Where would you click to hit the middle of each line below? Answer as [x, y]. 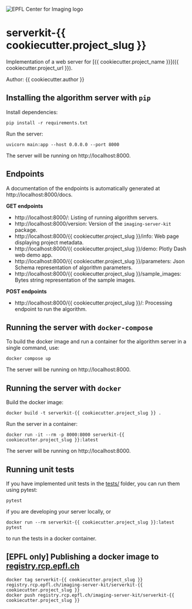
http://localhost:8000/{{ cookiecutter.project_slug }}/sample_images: [98, 273]
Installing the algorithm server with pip [78, 98]
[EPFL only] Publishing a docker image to [82, 557]
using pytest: [22, 490]
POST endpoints [26, 291]
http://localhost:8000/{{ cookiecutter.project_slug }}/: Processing [93, 303]
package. [26, 230]
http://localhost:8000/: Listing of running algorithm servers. [86, 217]
